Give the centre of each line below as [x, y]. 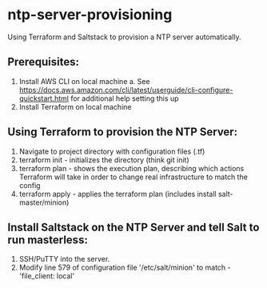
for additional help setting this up [125, 98]
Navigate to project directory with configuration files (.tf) [112, 151]
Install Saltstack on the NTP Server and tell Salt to [133, 227]
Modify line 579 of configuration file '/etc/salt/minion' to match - [125, 268]
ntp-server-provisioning [90, 15]
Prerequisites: [43, 62]
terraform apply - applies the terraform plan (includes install [118, 194]
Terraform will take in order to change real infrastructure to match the [133, 177]
